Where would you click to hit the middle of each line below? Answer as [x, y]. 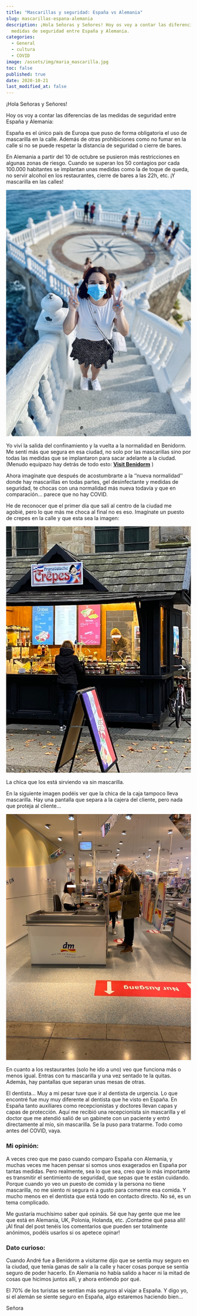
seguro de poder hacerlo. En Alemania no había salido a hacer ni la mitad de [98, 1273]
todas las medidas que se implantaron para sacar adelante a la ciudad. [91, 458]
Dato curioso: [26, 1247]
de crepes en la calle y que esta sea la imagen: [63, 518]
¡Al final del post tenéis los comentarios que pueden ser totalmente [87, 1226]
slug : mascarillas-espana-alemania [50, 18]
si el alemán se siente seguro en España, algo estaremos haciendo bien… [95, 1297]
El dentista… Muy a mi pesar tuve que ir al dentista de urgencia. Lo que [92, 1093]
